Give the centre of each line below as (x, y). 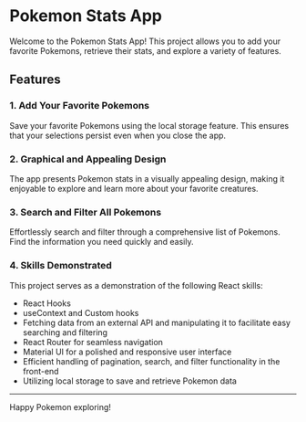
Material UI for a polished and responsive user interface (127, 352)
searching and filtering (65, 332)
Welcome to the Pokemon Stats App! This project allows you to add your (145, 41)
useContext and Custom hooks (81, 312)
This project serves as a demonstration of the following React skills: (136, 285)
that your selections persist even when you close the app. (117, 135)
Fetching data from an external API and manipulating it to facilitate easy (157, 322)
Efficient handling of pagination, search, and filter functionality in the (151, 361)
